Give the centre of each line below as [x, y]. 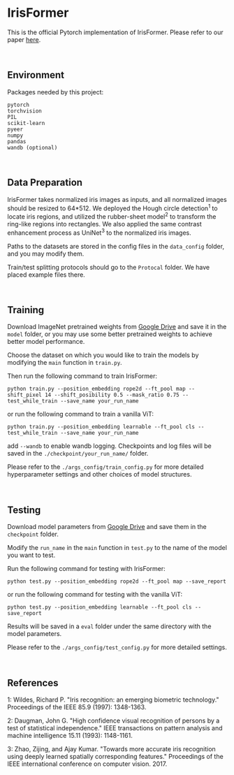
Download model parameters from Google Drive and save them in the [107, 527]
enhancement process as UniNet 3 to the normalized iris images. [100, 232]
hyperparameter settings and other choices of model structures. [100, 475]
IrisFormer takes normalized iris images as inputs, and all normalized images [117, 199]
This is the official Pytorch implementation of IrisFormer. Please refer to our [115, 32]
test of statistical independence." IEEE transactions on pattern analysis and [115, 727]
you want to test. [31, 555]
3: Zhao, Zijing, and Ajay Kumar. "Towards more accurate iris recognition [112, 748]
